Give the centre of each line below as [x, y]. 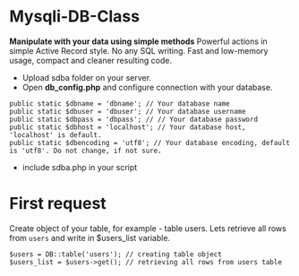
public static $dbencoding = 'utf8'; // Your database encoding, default [150, 142]
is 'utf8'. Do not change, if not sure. [86, 151]
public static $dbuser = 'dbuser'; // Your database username [128, 111]
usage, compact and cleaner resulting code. [91, 60]
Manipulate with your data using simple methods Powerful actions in [138, 41]
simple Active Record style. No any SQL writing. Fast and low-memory [139, 50]
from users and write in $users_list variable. [90, 237]
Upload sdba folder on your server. [87, 77]
